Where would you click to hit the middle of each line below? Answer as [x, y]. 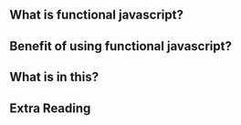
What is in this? [54, 77]
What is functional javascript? [97, 15]
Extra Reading [50, 108]
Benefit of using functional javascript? [121, 46]
